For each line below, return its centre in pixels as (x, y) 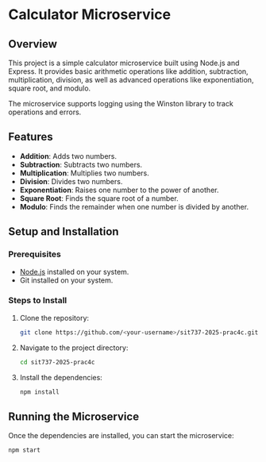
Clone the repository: (54, 318)
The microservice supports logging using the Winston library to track (121, 104)
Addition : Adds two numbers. (68, 156)
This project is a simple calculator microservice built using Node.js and (124, 63)
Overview (33, 44)
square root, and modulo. (50, 88)
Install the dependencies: (61, 377)
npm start (25, 450)
